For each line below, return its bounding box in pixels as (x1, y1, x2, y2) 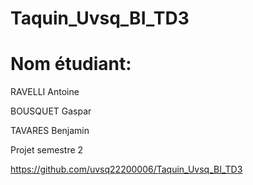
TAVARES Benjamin (10, 125, 90, 137)
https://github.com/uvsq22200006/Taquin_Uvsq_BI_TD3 (10, 163, 243, 176)
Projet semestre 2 (10, 144, 84, 156)
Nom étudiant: (10, 53, 132, 76)
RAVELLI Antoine (10, 86, 80, 98)
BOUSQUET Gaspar (10, 105, 92, 117)
